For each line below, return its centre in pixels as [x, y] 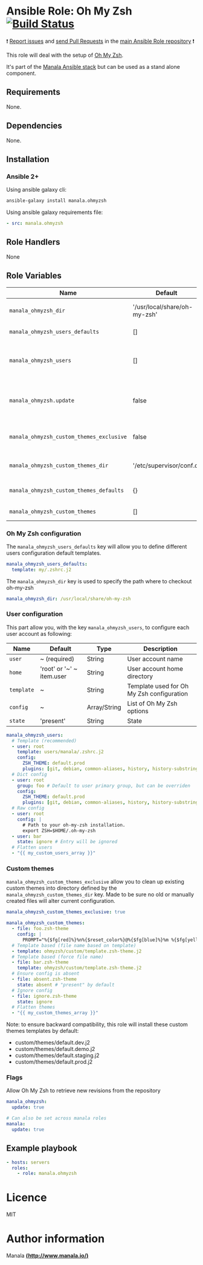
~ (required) [57, 659]
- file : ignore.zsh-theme [44, 996]
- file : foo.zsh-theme [40, 929]
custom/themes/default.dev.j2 [53, 1043]
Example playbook [42, 1149]
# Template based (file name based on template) [74, 945]
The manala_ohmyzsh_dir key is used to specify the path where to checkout [99, 581]
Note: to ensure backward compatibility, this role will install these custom [97, 1024]
